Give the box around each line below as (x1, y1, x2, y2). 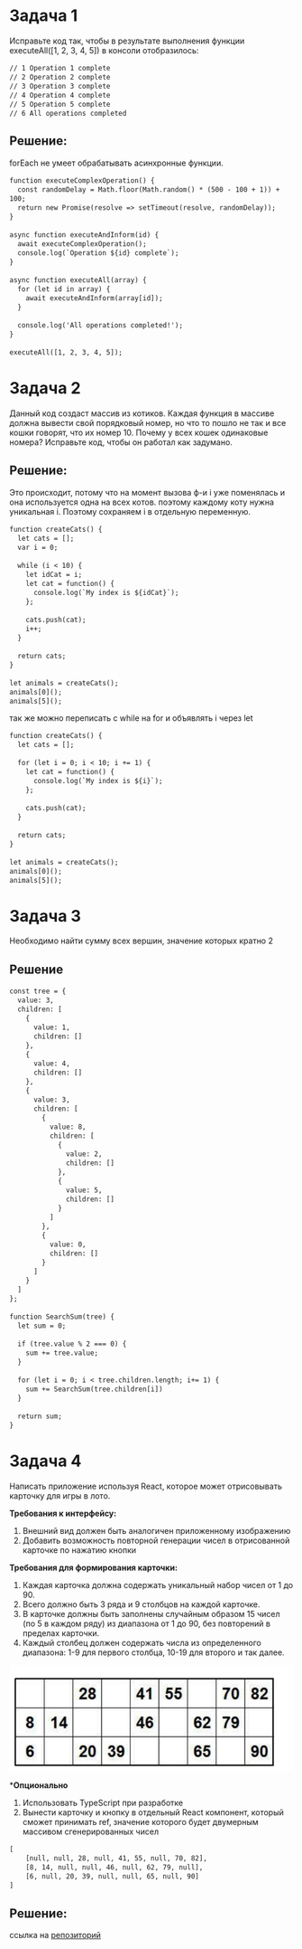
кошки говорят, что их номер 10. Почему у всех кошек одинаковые (9, 427, 269, 438)
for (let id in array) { (17, 284, 111, 294)
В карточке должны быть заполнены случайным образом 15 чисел (22, 1609, 281, 1620)
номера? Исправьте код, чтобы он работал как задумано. (9, 436, 233, 448)
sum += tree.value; (25, 1348, 99, 1358)
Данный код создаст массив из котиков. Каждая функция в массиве (9, 408, 275, 419)
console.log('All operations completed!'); (17, 320, 183, 330)
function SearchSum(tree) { (9, 1312, 115, 1321)
